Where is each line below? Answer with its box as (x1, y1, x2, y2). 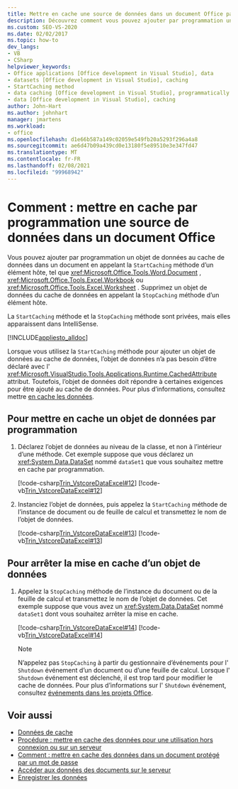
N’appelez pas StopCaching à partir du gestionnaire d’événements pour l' (17, 658, 229, 667)
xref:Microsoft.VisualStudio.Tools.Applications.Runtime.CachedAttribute (7, 370, 217, 378)
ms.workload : (7, 122, 46, 130)
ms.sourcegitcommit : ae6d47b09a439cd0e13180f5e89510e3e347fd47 (7, 143, 198, 150)
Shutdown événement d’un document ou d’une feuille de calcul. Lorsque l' (17, 666, 230, 675)
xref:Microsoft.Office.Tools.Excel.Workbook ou (7, 275, 144, 284)
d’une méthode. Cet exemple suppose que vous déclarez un (17, 450, 193, 458)
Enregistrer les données (17, 773, 88, 781)
